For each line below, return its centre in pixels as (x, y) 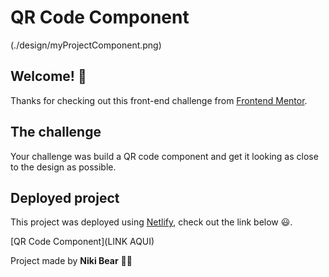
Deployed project (65, 197)
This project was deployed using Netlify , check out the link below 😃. (151, 222)
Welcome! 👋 (48, 76)
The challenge (56, 132)
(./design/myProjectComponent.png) (86, 45)
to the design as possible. (63, 167)
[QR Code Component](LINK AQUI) (82, 242)
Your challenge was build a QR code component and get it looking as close (164, 156)
